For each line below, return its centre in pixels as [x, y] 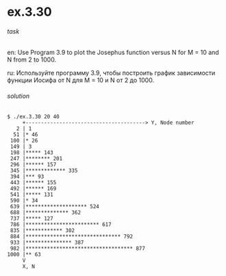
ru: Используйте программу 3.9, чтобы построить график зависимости [111, 73]
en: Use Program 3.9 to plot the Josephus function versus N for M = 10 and [113, 53]
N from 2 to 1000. [32, 60]
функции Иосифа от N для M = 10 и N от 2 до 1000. [81, 80]
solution [18, 96]
